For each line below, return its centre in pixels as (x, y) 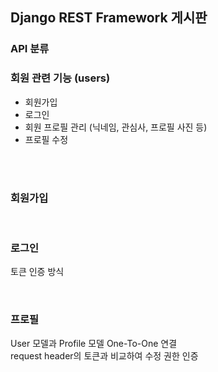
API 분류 (30, 49)
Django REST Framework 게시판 (109, 18)
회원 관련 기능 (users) (60, 78)
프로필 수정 (46, 139)
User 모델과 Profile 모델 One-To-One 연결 (94, 343)
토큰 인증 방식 (37, 272)
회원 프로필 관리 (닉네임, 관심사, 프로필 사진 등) (116, 127)
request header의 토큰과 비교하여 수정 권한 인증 (104, 355)
